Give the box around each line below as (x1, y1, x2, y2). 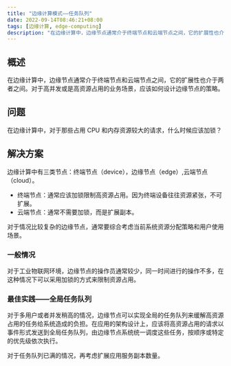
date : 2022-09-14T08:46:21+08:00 (7, 16, 103, 23)
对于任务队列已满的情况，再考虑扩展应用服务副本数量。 (7, 352, 164, 360)
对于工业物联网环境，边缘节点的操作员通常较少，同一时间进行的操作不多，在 (7, 266, 224, 275)
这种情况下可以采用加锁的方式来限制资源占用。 (7, 275, 140, 284)
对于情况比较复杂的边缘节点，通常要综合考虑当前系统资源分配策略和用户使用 (7, 222, 224, 231)
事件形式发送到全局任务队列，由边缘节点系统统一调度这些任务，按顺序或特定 (7, 328, 224, 336)
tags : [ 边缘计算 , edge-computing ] (7, 23, 102, 30)
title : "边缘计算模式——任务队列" (7, 10, 93, 17)
